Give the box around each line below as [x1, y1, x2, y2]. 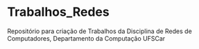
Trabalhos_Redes [7, 4, 110, 20]
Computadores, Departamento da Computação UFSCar [7, 34, 166, 42]
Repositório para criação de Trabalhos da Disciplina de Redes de [7, 27, 192, 35]
